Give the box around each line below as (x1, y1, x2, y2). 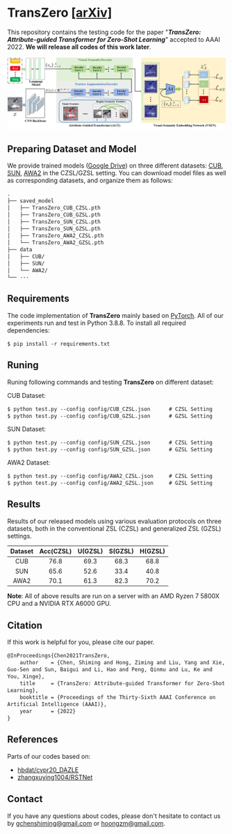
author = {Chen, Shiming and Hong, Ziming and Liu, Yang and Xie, (19, 659, 226, 666)
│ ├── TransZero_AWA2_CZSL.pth (7, 232, 104, 239)
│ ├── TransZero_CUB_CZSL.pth (7, 205, 101, 211)
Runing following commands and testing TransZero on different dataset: (7, 378, 214, 386)
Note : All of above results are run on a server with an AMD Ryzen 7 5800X (7, 592, 220, 600)
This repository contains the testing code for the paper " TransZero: (7, 28, 201, 36)
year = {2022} (19, 708, 76, 715)
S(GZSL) (108, 547, 134, 556)
